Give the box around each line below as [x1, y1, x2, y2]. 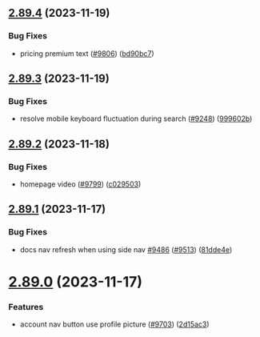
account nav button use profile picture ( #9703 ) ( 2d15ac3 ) [19, 319, 210, 329]
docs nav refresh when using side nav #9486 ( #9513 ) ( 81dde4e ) [19, 244, 233, 255]
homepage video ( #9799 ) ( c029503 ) [19, 179, 142, 189]
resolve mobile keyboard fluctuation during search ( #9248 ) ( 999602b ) [19, 114, 253, 123]
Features [8, 301, 44, 312]
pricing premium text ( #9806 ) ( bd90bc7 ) [19, 48, 154, 58]
